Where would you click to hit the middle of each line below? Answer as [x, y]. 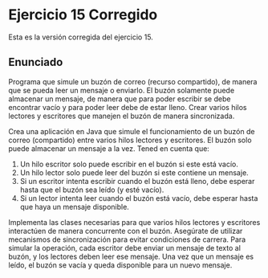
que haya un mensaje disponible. [75, 206]
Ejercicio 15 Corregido [83, 15]
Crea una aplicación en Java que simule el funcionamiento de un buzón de [132, 131]
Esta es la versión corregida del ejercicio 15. [81, 37]
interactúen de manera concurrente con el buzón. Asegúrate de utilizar [126, 231]
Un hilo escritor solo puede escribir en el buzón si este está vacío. [129, 164]
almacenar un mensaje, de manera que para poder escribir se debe [120, 99]
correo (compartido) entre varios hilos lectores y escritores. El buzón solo [130, 140]
